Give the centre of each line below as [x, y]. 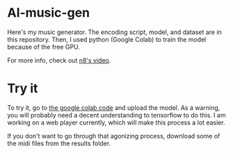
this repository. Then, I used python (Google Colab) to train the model [107, 39]
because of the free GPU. [43, 47]
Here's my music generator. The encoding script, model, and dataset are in [115, 32]
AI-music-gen [49, 13]
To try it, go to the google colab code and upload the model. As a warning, [114, 107]
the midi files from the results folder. [59, 143]
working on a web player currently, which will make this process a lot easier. [116, 122]
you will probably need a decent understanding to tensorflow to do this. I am [116, 115]
